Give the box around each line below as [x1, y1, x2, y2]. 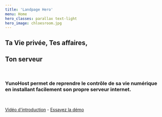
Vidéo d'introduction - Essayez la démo [5, 106, 84, 112]
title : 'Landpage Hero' [5, 7, 54, 12]
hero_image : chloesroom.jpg [5, 20, 62, 26]
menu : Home [5, 12, 27, 17]
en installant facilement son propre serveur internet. [5, 86, 131, 93]
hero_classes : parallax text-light [5, 16, 77, 21]
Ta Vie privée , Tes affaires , [5, 38, 88, 47]
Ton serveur [5, 55, 43, 64]
